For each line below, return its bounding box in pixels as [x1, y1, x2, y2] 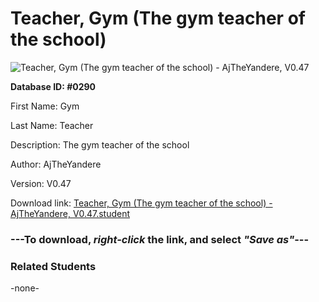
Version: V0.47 [10, 177, 72, 189]
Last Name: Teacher [10, 119, 94, 131]
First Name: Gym [10, 100, 80, 112]
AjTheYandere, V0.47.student [10, 207, 131, 219]
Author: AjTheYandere [10, 158, 102, 170]
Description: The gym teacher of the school [10, 138, 190, 151]
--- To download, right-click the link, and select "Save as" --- [10, 232, 310, 246]
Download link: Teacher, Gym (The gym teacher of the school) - [10, 197, 273, 209]
